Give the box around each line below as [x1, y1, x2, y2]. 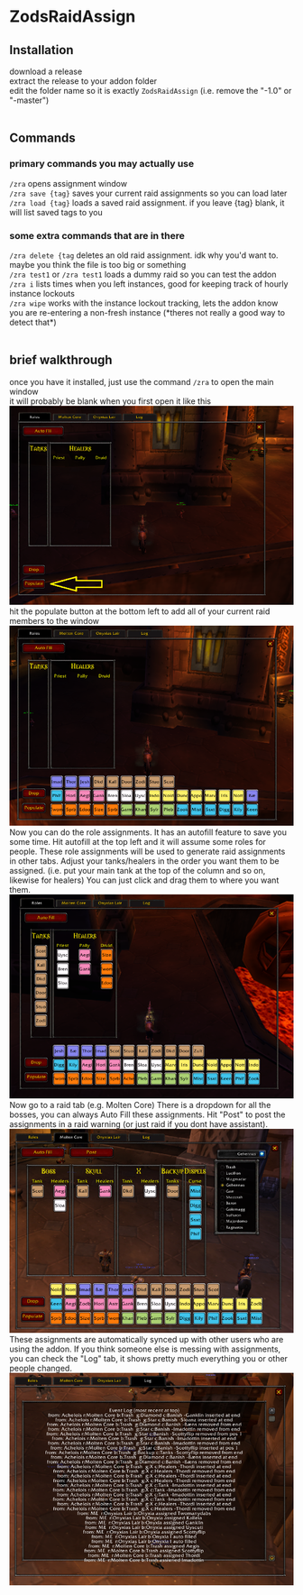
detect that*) [9, 316, 57, 327]
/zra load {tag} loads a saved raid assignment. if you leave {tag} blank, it [9, 197, 285, 208]
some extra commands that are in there [9, 229, 185, 242]
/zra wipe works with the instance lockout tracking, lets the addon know [9, 298, 279, 308]
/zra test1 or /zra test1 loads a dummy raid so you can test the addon [9, 269, 277, 280]
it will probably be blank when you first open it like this [9, 395, 212, 407]
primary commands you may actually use [9, 158, 195, 170]
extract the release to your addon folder [9, 76, 158, 87]
